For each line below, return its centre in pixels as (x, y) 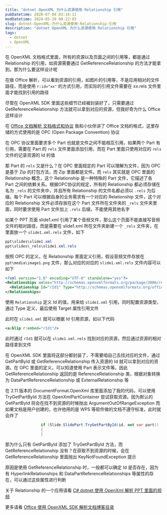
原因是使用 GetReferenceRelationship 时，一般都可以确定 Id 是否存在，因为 (82, 467)
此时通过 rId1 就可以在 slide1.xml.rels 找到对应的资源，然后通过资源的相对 (83, 338)
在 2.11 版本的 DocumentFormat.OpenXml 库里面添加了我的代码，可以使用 (80, 390)
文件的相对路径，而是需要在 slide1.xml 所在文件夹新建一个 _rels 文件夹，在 (82, 226)
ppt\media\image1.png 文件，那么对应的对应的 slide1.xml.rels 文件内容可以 (83, 262)
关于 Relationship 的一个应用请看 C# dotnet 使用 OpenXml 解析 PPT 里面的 (81, 490)
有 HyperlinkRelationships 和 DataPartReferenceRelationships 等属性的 (77, 473)
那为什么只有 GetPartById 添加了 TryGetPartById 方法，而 (64, 444)
